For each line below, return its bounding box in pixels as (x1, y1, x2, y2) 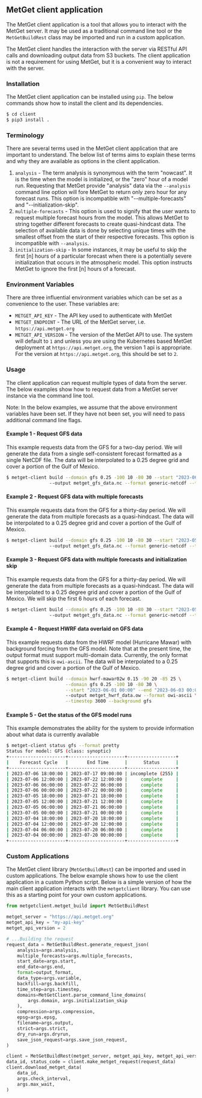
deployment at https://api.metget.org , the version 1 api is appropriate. (14, 344, 192, 351)
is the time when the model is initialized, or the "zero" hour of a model (14, 176, 188, 183)
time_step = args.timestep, (17, 986, 82, 993)
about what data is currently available (6, 731, 99, 738)
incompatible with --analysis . (14, 240, 90, 247)
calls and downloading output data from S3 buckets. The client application (6, 51, 191, 59)
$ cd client (6, 111, 36, 117)
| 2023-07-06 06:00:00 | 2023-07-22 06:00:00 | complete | (6, 782, 179, 788)
